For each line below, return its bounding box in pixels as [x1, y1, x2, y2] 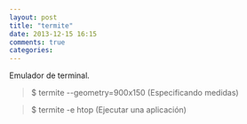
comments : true [9, 37, 66, 47]
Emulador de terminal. [9, 70, 91, 81]
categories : [9, 46, 53, 55]
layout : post [9, 12, 58, 22]
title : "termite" [9, 21, 74, 30]
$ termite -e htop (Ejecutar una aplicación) [30, 105, 187, 115]
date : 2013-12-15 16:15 [9, 29, 98, 38]
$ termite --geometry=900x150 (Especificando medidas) [30, 88, 239, 98]
